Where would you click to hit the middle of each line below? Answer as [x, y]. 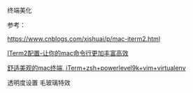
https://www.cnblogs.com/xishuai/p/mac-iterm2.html [84, 39]
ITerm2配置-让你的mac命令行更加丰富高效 [68, 53]
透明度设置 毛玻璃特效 [39, 83]
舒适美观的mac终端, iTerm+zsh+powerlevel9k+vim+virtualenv [96, 68]
